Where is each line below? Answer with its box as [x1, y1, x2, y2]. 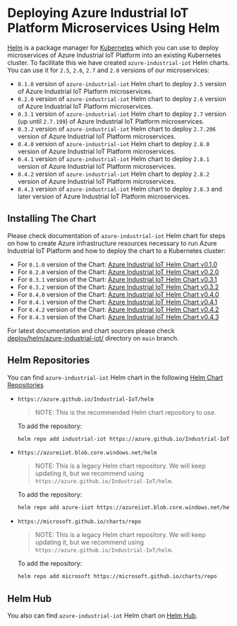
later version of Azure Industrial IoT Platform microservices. [17, 192, 190, 201]
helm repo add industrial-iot [17, 435, 107, 442]
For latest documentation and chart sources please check [7, 326, 175, 335]
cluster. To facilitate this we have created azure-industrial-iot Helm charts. [7, 58, 230, 66]
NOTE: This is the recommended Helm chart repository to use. [35, 408, 217, 416]
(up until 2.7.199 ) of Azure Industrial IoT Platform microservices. [17, 117, 205, 125]
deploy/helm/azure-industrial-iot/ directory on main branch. [7, 333, 179, 342]
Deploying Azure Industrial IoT [7, 5, 189, 21]
